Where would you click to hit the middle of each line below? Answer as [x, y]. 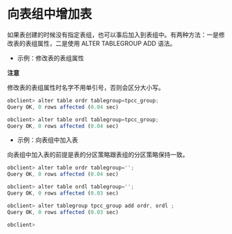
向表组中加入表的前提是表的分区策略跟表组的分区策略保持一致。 [98, 155]
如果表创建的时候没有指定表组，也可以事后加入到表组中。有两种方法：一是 [113, 35]
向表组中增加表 [50, 14]
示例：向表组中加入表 [47, 140]
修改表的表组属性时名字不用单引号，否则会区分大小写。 [86, 87]
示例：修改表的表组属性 [50, 58]
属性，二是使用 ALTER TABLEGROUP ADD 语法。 [106, 43]
